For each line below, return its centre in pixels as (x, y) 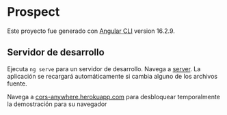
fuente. (17, 84)
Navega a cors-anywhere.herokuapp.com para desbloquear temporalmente (114, 97)
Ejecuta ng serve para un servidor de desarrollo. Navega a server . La (104, 68)
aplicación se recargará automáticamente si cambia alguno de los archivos (112, 76)
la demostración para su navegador (57, 104)
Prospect (34, 12)
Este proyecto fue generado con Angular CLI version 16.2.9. (91, 31)
